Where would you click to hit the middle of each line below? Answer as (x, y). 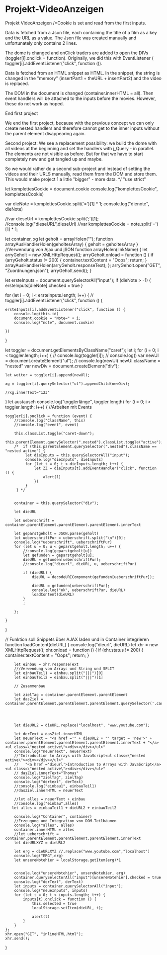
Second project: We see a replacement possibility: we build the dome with (81, 143)
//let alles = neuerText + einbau (50, 799)
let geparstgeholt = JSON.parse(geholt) (56, 533)
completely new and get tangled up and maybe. (54, 159)
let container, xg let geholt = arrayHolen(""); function (59, 239)
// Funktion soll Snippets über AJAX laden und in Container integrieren (77, 639)
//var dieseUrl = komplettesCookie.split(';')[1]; (52, 218)
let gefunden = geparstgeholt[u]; (59, 555)
